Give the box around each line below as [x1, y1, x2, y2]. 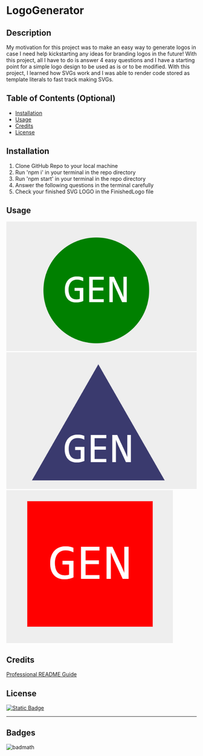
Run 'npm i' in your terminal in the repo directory [14, 169, 136, 176]
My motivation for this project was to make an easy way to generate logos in [6, 44, 196, 51]
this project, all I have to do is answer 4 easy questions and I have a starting [6, 57, 195, 63]
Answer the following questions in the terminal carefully [14, 181, 154, 189]
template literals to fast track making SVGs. [6, 76, 114, 83]
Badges [6, 728, 36, 738]
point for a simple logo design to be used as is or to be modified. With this [6, 63, 190, 70]
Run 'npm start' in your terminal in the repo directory [14, 175, 146, 182]
